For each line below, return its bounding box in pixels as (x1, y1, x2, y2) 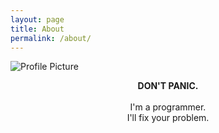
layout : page (10, 14, 65, 25)
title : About (10, 24, 65, 34)
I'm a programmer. (129, 101, 207, 113)
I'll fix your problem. (126, 112, 210, 124)
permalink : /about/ (10, 33, 92, 43)
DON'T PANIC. (137, 80, 199, 92)
